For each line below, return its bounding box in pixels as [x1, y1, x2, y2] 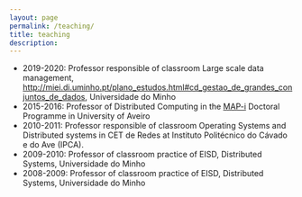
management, [22, 73, 75, 84]
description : [9, 38, 59, 48]
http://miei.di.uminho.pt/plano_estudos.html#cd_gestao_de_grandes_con [22, 82, 293, 93]
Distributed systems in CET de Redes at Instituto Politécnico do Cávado [22, 130, 288, 140]
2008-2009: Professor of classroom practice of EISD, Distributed [22, 168, 264, 179]
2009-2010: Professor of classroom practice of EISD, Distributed [22, 149, 262, 160]
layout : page [9, 13, 59, 22]
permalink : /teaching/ [9, 22, 95, 31]
